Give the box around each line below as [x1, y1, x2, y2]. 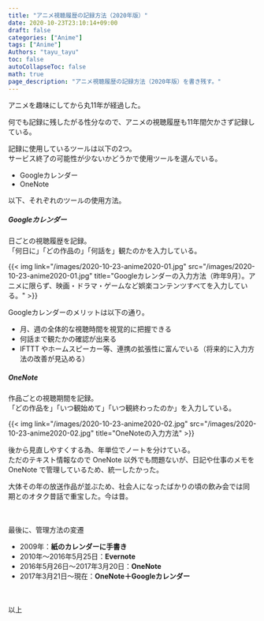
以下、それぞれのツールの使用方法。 [8, 195, 126, 205]
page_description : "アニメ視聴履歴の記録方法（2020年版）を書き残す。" [8, 77, 222, 85]
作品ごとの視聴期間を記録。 [8, 394, 99, 403]
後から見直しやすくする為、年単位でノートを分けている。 [8, 445, 195, 455]
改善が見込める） [33, 354, 89, 364]
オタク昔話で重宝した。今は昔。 [28, 492, 132, 501]
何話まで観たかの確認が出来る [19, 335, 117, 344]
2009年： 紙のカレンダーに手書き [19, 542, 128, 552]
